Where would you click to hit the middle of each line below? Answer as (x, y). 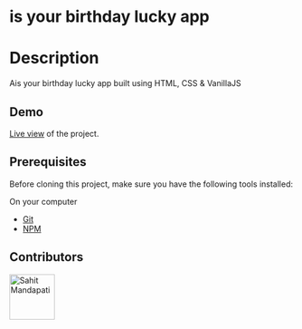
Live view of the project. (54, 133)
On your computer (43, 201)
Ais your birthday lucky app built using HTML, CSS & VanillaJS (125, 83)
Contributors (47, 257)
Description (54, 58)
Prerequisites (48, 162)
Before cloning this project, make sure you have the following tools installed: (151, 184)
